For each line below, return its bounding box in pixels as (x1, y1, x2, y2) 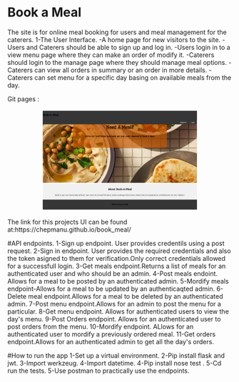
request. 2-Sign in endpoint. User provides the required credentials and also (7, 247, 231, 255)
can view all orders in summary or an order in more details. (34, 66, 208, 74)
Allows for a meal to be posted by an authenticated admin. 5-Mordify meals (7, 277, 230, 286)
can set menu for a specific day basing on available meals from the (34, 73, 232, 82)
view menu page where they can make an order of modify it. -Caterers (7, 51, 215, 59)
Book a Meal (7, 4, 82, 21)
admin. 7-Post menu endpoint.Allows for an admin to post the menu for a (7, 300, 221, 309)
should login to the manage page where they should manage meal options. (7, 58, 227, 66)
